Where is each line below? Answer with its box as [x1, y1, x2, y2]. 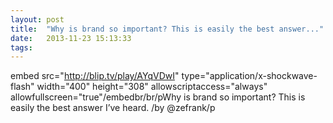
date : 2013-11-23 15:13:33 [10, 33, 132, 43]
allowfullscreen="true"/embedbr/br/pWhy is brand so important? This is [10, 91, 306, 103]
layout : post [10, 14, 65, 25]
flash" [10, 81, 35, 93]
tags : [10, 42, 33, 53]
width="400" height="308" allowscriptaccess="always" [36, 81, 268, 93]
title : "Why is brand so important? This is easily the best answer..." [10, 24, 325, 34]
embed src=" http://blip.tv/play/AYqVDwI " [10, 70, 180, 82]
